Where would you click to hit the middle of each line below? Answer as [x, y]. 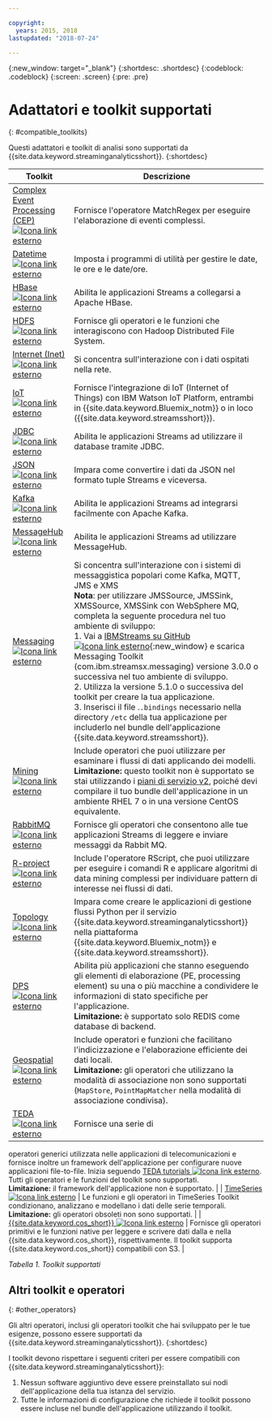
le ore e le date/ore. [111, 269]
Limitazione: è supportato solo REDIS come [157, 1016]
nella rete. [93, 370]
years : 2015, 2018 [47, 30]
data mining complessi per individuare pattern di [166, 878]
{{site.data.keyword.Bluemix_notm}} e [145, 942]
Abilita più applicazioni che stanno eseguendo [161, 966]
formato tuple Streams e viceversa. [140, 480]
